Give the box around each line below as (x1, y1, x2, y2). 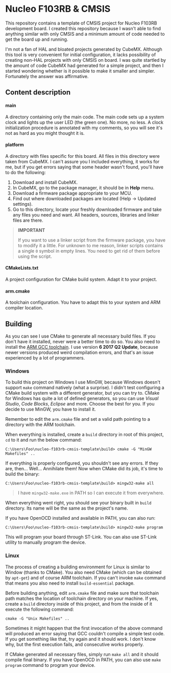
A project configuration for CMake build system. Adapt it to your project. (5, 276, 157, 282)
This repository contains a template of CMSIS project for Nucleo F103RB (5, 20, 157, 26)
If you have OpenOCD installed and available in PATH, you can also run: (5, 515, 156, 521)
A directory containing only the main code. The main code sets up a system (5, 113, 164, 120)
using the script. (17, 253, 52, 259)
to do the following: (5, 169, 46, 175)
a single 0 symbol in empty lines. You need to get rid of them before (17, 248, 160, 254)
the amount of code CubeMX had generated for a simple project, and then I (5, 62, 164, 68)
